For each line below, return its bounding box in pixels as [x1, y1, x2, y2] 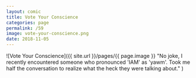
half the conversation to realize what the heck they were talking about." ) [6, 65, 184, 71]
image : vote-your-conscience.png [6, 31, 89, 37]
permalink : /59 [6, 25, 44, 31]
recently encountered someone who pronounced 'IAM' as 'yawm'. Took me [6, 58, 191, 66]
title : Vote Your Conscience [6, 14, 78, 20]
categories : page [6, 19, 49, 25]
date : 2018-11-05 [6, 36, 49, 42]
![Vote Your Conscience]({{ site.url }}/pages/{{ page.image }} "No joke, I [6, 53, 183, 59]
